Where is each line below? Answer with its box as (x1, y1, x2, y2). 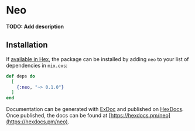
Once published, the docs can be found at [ (6, 112, 111, 119)
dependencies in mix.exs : (6, 62, 68, 69)
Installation (6, 40, 48, 50)
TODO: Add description (6, 23, 64, 30)
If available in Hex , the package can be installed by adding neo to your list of (6, 55, 189, 62)
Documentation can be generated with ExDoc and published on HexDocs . (6, 106, 184, 113)
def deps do (6, 73, 35, 79)
